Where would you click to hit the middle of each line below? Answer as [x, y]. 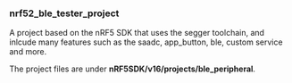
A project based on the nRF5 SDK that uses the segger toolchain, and [137, 33]
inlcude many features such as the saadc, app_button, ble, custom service [146, 42]
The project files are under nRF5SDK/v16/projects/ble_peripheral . [133, 69]
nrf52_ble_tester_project [64, 13]
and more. [28, 52]
